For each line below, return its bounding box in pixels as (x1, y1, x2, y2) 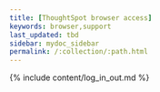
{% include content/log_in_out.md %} (9, 72, 150, 83)
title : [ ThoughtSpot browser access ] (9, 13, 153, 23)
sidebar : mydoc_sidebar (9, 38, 100, 48)
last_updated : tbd (9, 30, 79, 39)
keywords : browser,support (9, 22, 112, 31)
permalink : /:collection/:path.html (9, 47, 148, 56)
